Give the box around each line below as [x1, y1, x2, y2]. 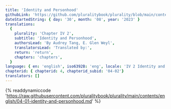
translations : [5, 21, 36, 27]
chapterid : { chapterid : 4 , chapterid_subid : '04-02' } [5, 69, 124, 74]
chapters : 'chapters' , [14, 54, 63, 60]
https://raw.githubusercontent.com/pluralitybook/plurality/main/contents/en [7, 92, 165, 99]
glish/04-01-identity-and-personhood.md [5, 98, 93, 104]
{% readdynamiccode [5, 87, 51, 93]
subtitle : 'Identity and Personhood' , [14, 36, 97, 41]
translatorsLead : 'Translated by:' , [14, 45, 93, 50]
